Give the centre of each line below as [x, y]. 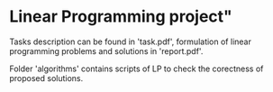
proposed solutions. [46, 78]
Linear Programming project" [121, 17]
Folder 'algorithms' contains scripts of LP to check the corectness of [136, 69]
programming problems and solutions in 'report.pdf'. [106, 51]
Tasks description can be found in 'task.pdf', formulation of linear [131, 41]
